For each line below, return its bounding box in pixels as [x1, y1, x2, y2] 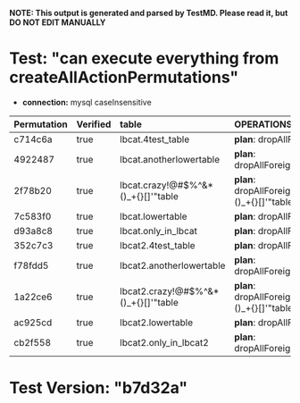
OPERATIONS [234, 118, 293, 130]
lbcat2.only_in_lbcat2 [120, 336, 210, 348]
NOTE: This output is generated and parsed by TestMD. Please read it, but [9, 8, 288, 18]
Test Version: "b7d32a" [9, 378, 188, 399]
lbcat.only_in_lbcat [120, 224, 198, 237]
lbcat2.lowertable [120, 316, 194, 329]
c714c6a [13, 133, 53, 146]
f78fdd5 [13, 259, 49, 272]
